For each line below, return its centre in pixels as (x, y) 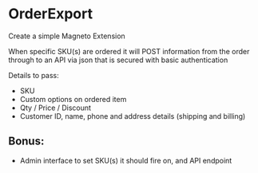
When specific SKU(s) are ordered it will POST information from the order (129, 51)
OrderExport (51, 14)
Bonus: (26, 142)
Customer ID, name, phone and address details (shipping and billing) (133, 116)
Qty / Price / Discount (56, 108)
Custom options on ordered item (73, 99)
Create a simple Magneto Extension (67, 36)
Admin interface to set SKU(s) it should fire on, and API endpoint (126, 160)
